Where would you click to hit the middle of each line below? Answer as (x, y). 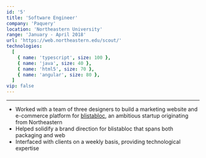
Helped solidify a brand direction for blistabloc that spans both (94, 129)
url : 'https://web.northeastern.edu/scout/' (64, 40)
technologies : (25, 47)
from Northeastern (39, 122)
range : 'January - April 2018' (46, 35)
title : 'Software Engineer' (42, 18)
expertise (27, 148)
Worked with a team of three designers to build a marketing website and (106, 109)
